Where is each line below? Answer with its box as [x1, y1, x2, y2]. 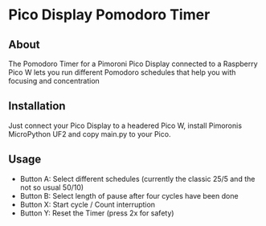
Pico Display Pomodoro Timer [8, 6, 211, 24]
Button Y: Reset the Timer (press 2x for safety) [19, 208, 174, 218]
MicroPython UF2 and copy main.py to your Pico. [8, 129, 171, 138]
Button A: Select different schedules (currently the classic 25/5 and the [19, 174, 256, 183]
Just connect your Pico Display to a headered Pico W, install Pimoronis [8, 121, 243, 130]
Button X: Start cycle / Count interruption [19, 199, 155, 209]
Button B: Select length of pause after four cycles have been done [19, 191, 239, 200]
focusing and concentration [8, 76, 100, 85]
